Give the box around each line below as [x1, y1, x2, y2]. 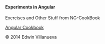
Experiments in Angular [5, 4, 55, 10]
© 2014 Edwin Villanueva [5, 34, 57, 40]
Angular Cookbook [5, 25, 44, 31]
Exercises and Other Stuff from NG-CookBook [5, 15, 100, 21]
